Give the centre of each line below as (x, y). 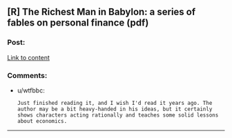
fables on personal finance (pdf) (78, 23)
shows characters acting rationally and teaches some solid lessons (118, 115)
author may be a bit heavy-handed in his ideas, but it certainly (115, 109)
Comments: (27, 75)
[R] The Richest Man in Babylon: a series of (101, 12)
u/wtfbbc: (31, 90)
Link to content (29, 57)
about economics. (42, 121)
